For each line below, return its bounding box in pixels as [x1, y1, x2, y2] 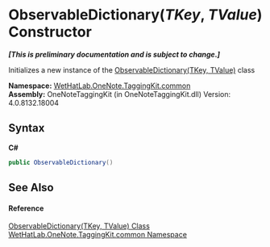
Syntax [8, 121, 45, 135]
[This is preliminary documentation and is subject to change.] [8, 49, 220, 59]
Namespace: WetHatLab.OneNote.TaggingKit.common [8, 81, 191, 90]
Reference [8, 203, 44, 213]
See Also [8, 181, 54, 195]
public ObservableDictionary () [8, 158, 114, 166]
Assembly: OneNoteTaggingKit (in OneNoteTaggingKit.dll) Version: [8, 89, 231, 98]
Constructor [8, 23, 93, 41]
